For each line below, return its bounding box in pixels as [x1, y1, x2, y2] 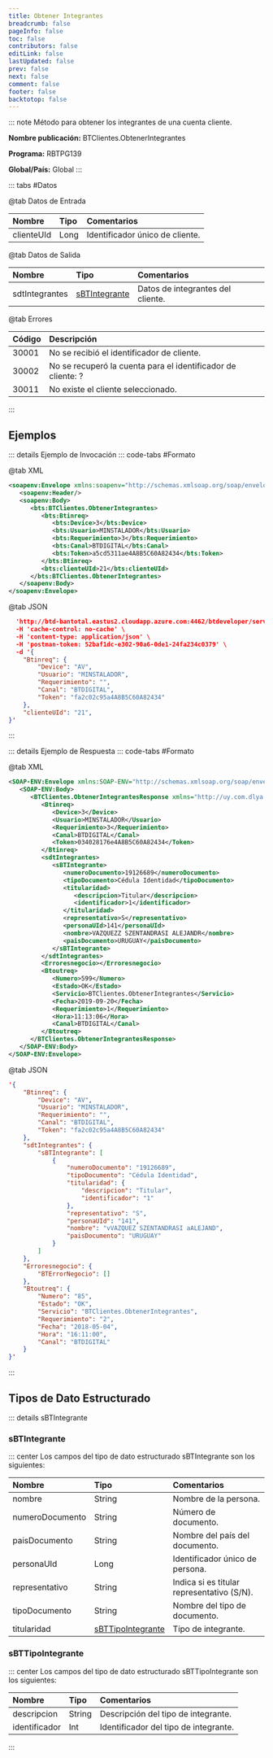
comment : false [8, 80, 60, 88]
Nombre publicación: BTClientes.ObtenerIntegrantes [8, 133, 186, 143]
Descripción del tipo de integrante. [99, 1708, 232, 1719]
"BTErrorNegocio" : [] [37, 1270, 111, 1278]
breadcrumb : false [8, 20, 71, 28]
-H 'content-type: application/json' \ [15, 632, 151, 641]
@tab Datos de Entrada [8, 196, 87, 206]
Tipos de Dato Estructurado [8, 1391, 151, 1405]
